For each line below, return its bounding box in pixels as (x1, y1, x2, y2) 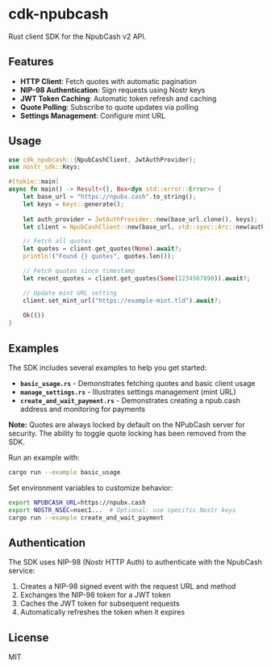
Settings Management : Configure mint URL (19, 111, 166, 120)
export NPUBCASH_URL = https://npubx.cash (8, 498, 147, 506)
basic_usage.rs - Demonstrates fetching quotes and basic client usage (19, 379, 256, 388)
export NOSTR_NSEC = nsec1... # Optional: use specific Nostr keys (8, 506, 236, 514)
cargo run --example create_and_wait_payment (8, 514, 164, 522)
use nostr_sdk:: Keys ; (8, 163, 81, 171)
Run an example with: (8, 453, 80, 462)
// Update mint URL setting (23, 288, 117, 297)
